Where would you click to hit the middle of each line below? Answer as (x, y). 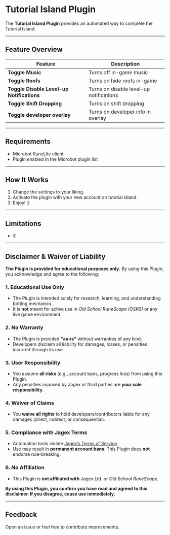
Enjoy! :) (21, 203)
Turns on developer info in (119, 112)
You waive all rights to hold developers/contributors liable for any (81, 414)
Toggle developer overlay (39, 115)
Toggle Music (25, 72)
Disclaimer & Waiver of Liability (55, 257)
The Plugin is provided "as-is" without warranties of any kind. (77, 339)
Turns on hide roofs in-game (123, 81)
